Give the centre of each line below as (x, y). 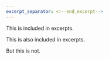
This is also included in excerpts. (46, 39)
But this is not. (23, 51)
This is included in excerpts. (40, 28)
